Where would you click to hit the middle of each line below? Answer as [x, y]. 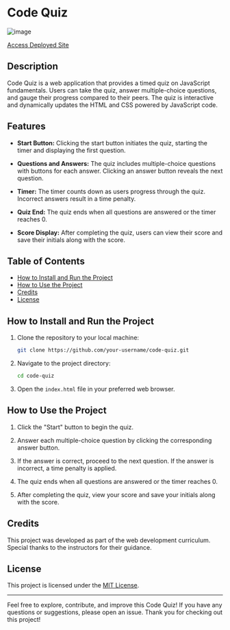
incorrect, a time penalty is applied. [67, 468]
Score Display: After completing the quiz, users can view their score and [120, 232]
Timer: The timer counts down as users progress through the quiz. [111, 191]
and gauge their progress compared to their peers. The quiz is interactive [111, 97]
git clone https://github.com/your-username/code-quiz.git [103, 350]
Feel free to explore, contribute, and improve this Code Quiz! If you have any [115, 605]
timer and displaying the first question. [71, 150]
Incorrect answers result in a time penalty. [76, 198]
